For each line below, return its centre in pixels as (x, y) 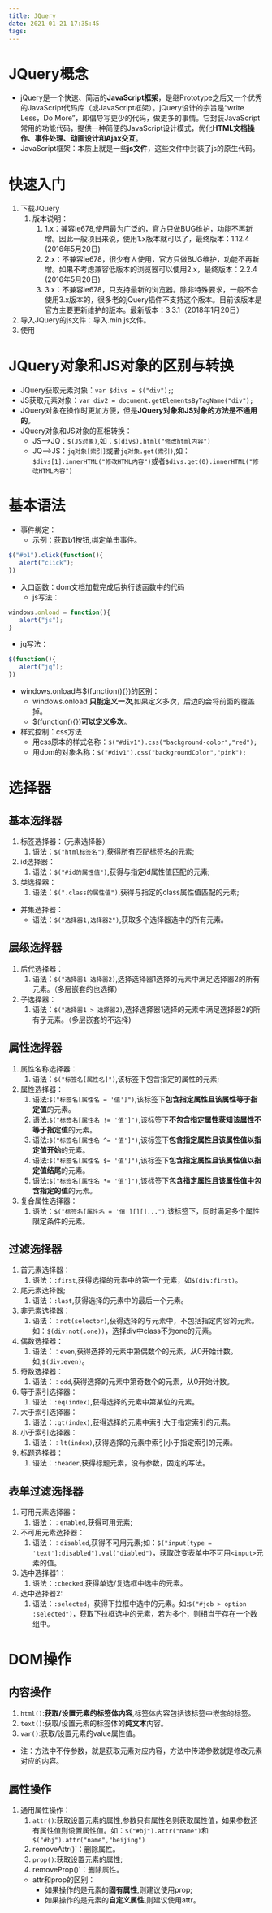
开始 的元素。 (68, 1149)
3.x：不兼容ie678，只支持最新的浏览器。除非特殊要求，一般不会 (151, 290)
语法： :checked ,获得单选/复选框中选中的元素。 (110, 1583)
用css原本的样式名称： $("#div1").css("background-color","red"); (145, 742)
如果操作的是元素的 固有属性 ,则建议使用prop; (119, 1890)
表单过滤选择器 (46, 1491)
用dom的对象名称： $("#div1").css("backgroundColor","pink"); (139, 752)
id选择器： (37, 861)
